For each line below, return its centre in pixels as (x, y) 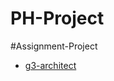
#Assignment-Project (54, 46)
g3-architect (50, 65)
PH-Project (57, 18)
